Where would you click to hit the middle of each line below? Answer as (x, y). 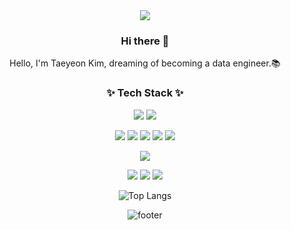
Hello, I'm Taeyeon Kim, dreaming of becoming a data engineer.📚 (145, 63)
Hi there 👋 (145, 41)
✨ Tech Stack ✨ (145, 93)
